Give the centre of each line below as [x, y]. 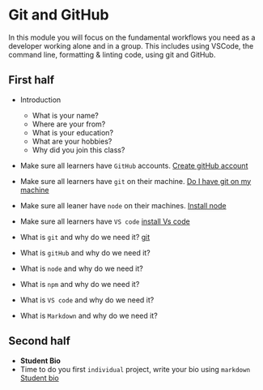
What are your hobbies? [72, 141]
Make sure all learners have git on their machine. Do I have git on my [136, 181]
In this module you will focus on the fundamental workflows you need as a [132, 37]
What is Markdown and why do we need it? [89, 315]
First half [32, 80]
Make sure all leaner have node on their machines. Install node [123, 205]
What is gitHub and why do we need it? [85, 252]
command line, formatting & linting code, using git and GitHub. [112, 54]
